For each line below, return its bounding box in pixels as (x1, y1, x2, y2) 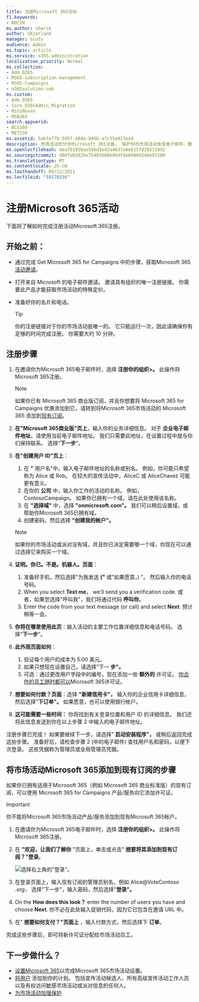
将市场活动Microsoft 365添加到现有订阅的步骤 (6, 765, 176, 775)
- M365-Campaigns (6, 81, 49, 87)
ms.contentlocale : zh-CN (6, 163, 68, 169)
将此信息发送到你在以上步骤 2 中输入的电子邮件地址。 (14, 718, 146, 725)
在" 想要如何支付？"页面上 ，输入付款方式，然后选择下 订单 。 (14, 918, 165, 926)
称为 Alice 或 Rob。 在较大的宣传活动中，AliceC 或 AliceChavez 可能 (23, 473, 191, 480)
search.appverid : (6, 119, 49, 125)
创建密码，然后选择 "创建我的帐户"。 (23, 517, 114, 524)
